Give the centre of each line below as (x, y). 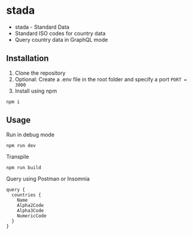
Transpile (18, 157)
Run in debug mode (30, 135)
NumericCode (32, 216)
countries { (27, 195)
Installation (27, 58)
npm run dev (21, 145)
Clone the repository (40, 73)
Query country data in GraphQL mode (61, 39)
